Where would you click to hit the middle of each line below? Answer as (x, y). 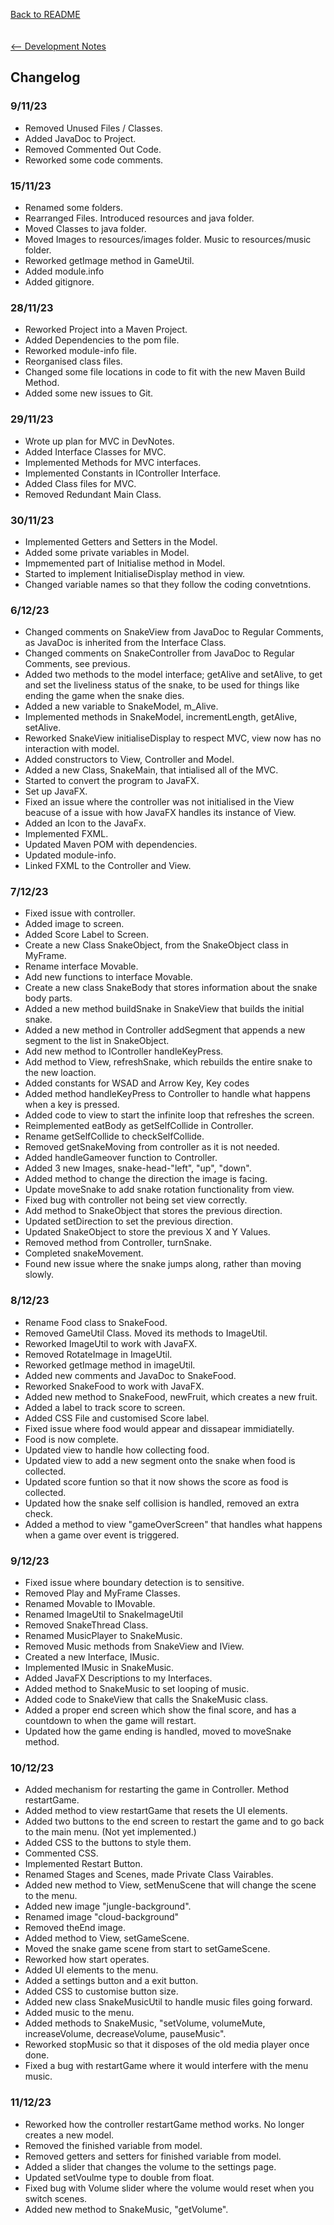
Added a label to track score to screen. (105, 1407)
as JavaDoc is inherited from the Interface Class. (125, 643)
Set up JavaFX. (56, 791)
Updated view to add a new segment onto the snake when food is (160, 1460)
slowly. (39, 1275)
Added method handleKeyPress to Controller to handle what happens (167, 1094)
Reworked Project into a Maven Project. (106, 330)
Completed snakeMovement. (84, 1253)
